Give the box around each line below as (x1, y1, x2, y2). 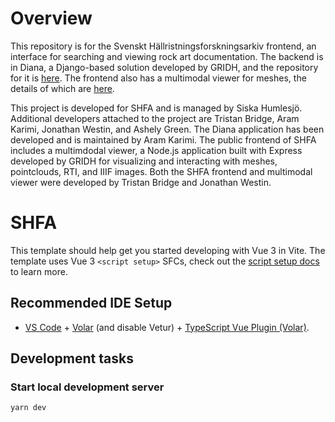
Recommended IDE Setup (10, 295, 173, 312)
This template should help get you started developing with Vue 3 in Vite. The (10, 244, 326, 256)
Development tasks (10, 350, 134, 367)
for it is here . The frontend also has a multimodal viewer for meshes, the (10, 72, 307, 84)
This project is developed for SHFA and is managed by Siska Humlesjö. (10, 102, 303, 114)
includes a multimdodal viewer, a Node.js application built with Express (10, 144, 303, 156)
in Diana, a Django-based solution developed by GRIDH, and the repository (10, 61, 319, 73)
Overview (10, 7, 93, 30)
